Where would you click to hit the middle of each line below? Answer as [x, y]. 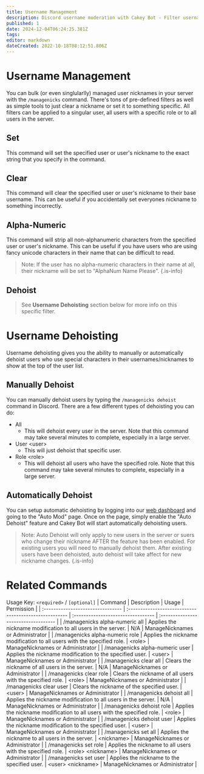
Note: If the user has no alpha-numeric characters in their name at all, [108, 265]
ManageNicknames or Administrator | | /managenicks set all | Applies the [98, 731]
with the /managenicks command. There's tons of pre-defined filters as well [100, 99]
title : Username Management [42, 12]
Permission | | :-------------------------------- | [66, 609]
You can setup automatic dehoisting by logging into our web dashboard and [101, 510]
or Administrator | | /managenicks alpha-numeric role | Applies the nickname [102, 634]
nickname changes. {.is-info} [57, 561]
